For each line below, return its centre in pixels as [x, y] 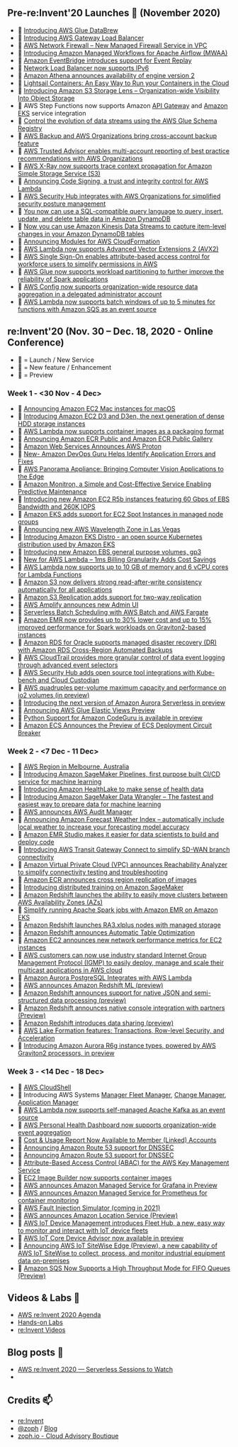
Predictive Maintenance [52, 491]
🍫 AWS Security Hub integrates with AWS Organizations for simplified [119, 196]
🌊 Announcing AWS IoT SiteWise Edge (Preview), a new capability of [118, 1245]
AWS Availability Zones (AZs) [60, 903]
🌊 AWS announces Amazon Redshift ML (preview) [90, 985]
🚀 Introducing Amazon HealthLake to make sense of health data [110, 789]
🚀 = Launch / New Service [56, 360]
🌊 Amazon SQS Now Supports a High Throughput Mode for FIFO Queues [124, 1268]
